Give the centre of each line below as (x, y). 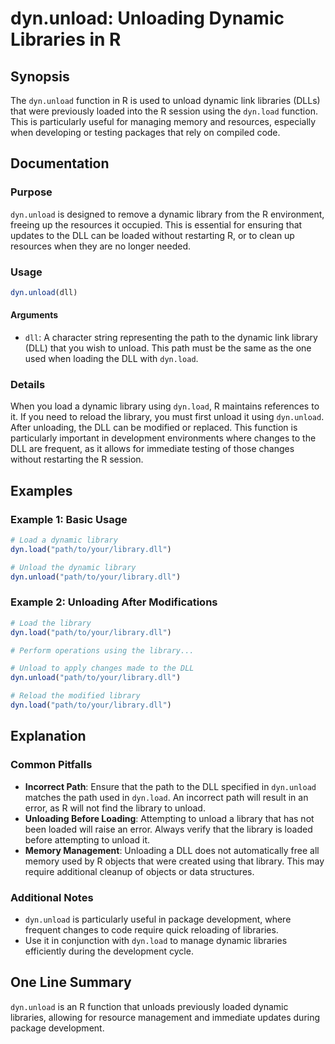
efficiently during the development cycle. (109, 951)
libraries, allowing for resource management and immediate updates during (165, 1017)
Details (28, 384)
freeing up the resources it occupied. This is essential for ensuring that (156, 224)
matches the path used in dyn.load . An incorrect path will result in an (166, 797)
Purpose (31, 192)
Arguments (34, 315)
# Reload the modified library (75, 696)
